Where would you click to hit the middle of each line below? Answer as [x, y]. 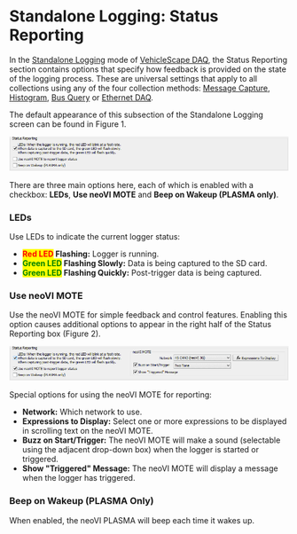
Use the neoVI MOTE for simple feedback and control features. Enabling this [148, 315]
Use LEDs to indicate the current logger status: [94, 237]
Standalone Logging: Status [114, 16]
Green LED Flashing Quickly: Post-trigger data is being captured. [142, 273]
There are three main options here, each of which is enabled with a [132, 185]
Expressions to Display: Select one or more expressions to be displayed [154, 421]
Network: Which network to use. [82, 412]
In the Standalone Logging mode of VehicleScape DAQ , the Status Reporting [148, 59]
